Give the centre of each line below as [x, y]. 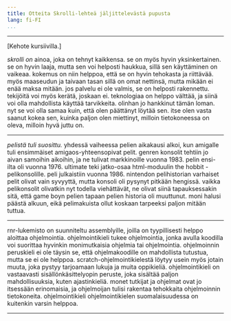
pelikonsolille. [26, 174]
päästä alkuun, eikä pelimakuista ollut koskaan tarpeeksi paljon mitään [107, 203]
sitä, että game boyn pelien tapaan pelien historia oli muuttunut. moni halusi [114, 196]
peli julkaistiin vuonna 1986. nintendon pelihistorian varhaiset [133, 174]
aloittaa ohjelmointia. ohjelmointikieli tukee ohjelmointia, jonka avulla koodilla [115, 237]
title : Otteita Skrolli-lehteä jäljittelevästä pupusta [89, 13]
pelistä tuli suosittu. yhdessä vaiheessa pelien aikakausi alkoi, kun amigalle [113, 144]
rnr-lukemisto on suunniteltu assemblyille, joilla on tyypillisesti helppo [105, 230]
